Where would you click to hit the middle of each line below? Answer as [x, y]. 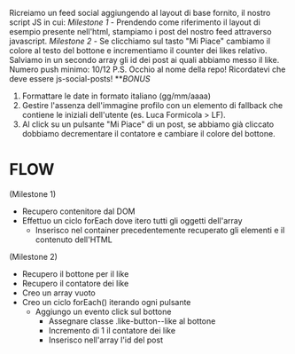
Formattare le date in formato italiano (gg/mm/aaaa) [116, 96]
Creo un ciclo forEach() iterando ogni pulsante [106, 302]
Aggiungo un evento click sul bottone [103, 311]
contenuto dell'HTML [74, 240]
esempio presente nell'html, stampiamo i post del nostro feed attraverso [140, 31]
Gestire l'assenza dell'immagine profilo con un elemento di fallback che [152, 105]
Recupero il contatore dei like [75, 283]
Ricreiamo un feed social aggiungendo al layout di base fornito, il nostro [140, 13]
